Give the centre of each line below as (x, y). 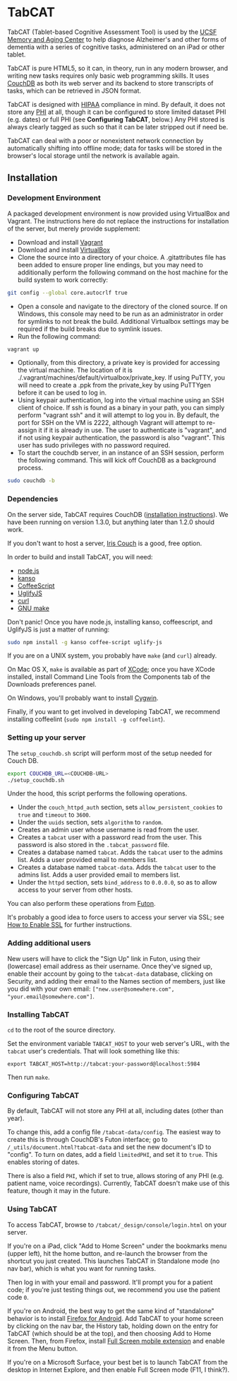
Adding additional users (49, 943)
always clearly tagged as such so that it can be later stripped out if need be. (118, 127)
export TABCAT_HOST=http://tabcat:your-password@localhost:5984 (104, 1064)
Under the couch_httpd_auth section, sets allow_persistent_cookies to (120, 808)
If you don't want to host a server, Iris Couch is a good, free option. (105, 543)
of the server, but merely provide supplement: (74, 228)
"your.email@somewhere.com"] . (51, 996)
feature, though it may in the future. (59, 1191)
